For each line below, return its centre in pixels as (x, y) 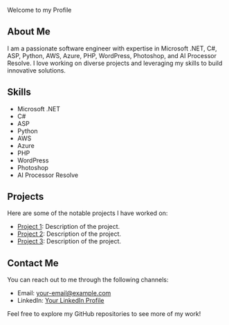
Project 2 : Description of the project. (69, 234)
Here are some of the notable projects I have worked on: (88, 213)
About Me (29, 31)
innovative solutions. (36, 70)
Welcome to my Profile (39, 10)
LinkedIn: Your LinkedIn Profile (61, 301)
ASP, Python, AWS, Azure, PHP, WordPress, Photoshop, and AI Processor (112, 55)
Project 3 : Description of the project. (69, 241)
